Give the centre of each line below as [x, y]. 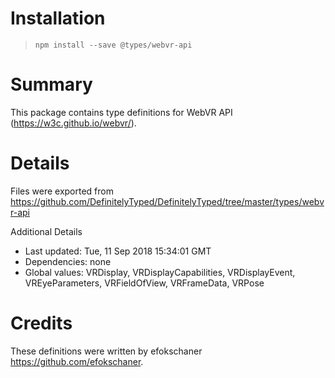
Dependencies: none [68, 261]
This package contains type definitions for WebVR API [121, 112]
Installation [58, 18]
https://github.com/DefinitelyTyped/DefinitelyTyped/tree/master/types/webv [167, 201]
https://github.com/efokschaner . [77, 361]
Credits [41, 323]
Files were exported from [62, 191]
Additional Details [46, 231]
